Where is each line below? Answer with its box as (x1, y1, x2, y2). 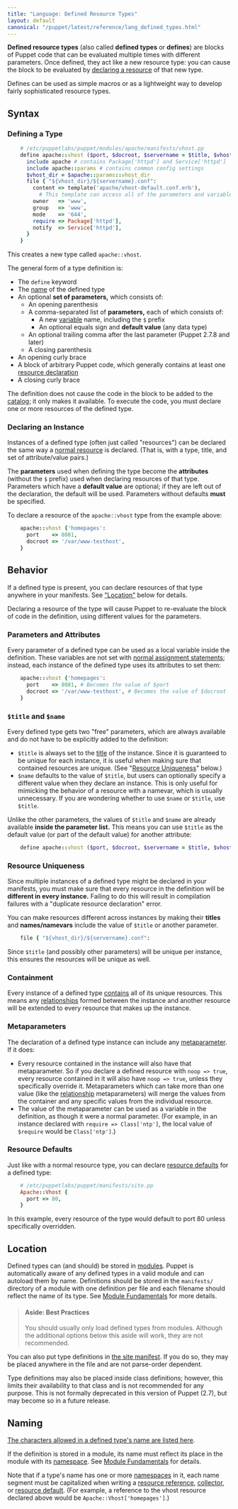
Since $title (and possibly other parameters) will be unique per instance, (7, 947, 222, 955)
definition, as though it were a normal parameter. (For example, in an (17, 1112, 217, 1120)
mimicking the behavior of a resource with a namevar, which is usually (17, 786, 223, 795)
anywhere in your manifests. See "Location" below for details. (7, 591, 188, 599)
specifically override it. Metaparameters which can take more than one (17, 1082, 225, 1090)
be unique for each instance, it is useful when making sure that (17, 756, 202, 764)
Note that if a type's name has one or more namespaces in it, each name (7, 1471, 220, 1480)
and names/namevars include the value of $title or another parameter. (7, 921, 218, 930)
